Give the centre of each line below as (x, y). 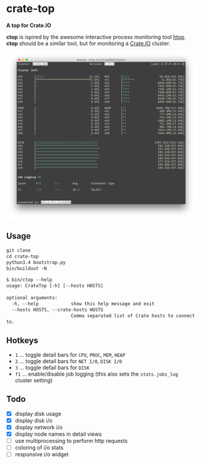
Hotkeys (22, 340)
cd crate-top (23, 257)
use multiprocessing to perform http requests (71, 441)
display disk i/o (34, 420)
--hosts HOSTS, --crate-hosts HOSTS (57, 310)
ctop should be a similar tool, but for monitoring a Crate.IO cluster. (88, 43)
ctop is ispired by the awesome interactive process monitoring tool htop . (96, 37)
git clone (19, 251)
